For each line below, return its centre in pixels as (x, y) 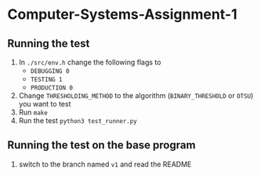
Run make (33, 112)
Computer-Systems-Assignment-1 (122, 15)
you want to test (45, 104)
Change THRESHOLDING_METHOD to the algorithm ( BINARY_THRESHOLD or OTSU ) (136, 95)
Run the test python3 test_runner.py (78, 120)
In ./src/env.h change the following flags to (90, 62)
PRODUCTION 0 (52, 88)
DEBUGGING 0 (50, 71)
